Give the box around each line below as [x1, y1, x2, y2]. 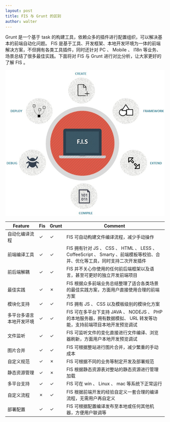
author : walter [5, 19, 37, 24]
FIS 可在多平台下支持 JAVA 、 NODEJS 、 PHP [66, 309, 163, 315]
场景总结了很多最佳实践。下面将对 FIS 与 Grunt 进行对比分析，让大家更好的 [5, 53, 162, 59]
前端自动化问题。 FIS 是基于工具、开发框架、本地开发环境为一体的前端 [14, 41, 161, 47]
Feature [12, 222, 29, 229]
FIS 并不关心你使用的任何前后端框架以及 [66, 266, 150, 272]
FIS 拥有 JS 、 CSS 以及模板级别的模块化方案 [66, 301, 160, 307]
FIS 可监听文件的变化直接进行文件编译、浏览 [66, 330, 159, 336]
